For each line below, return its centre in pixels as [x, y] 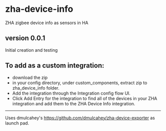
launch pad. [17, 123]
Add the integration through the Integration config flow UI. [71, 93]
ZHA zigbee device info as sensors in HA [47, 23]
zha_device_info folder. [36, 88]
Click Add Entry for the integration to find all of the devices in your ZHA [84, 98]
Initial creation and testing [31, 50]
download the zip [30, 77]
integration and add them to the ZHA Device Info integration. [74, 103]
